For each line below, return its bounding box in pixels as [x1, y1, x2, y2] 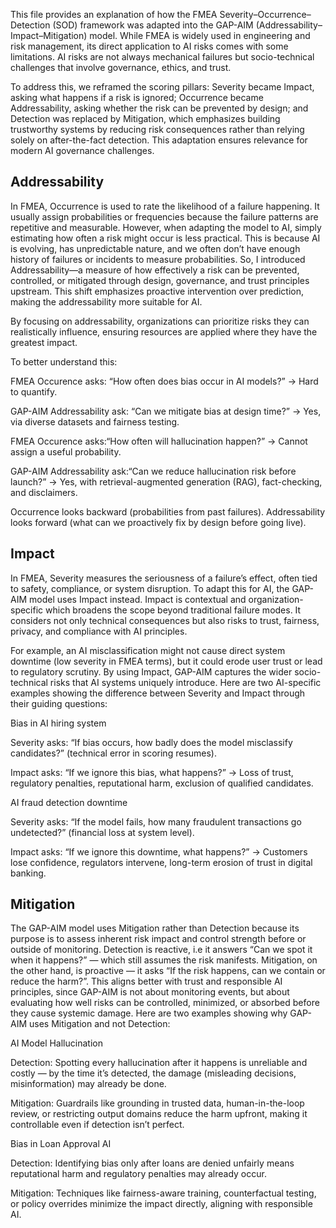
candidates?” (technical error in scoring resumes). [10, 747, 217, 759]
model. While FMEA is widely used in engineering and [89, 30, 311, 41]
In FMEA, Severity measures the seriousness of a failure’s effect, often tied [10, 572, 318, 584]
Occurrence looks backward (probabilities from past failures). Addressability [10, 505, 326, 518]
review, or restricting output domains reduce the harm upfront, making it [10, 1108, 308, 1120]
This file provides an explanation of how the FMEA [10, 9, 218, 20]
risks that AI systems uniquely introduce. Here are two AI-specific [49, 676, 322, 688]
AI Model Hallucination [10, 1037, 103, 1049]
